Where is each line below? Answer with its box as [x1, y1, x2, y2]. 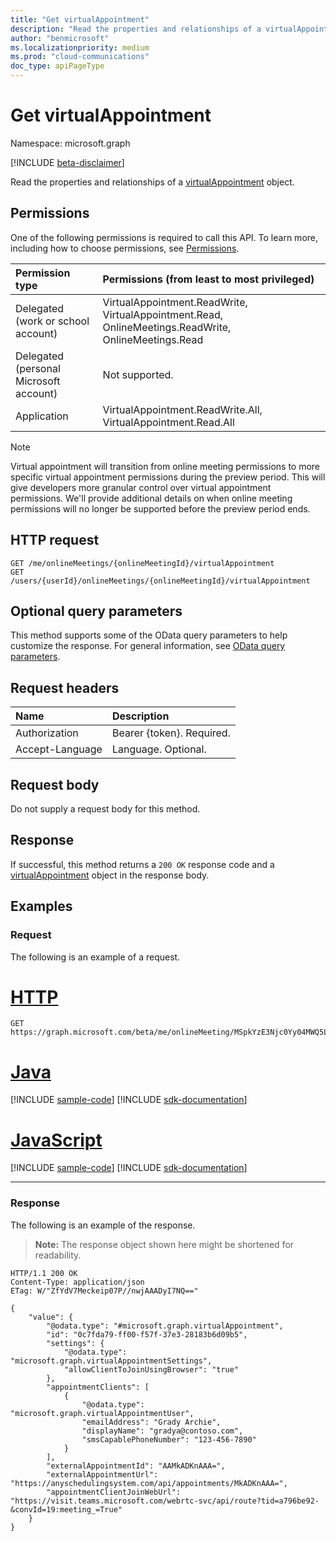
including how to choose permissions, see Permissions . [10, 242, 240, 254]
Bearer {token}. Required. [111, 726, 231, 740]
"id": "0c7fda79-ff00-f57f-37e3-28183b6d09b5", [46, 1329, 248, 1340]
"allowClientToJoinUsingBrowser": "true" [63, 1364, 240, 1375]
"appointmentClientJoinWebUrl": [46, 1487, 182, 1497]
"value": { [28, 1312, 74, 1322]
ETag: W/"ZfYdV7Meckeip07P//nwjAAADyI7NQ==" [10, 1286, 199, 1296]
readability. [34, 1249, 82, 1261]
